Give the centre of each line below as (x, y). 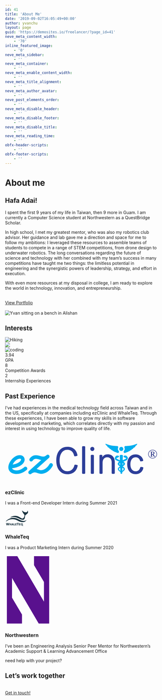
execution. (15, 273)
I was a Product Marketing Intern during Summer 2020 (59, 547)
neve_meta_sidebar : (25, 55)
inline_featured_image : (29, 46)
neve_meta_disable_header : (32, 109)
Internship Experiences (28, 381)
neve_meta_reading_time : (30, 136)
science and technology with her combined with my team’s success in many (81, 258)
